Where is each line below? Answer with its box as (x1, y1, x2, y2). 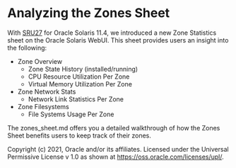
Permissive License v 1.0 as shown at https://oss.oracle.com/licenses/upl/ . (7, 152, 224, 161)
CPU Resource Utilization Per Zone (28, 72, 130, 81)
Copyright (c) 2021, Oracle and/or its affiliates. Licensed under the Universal (7, 145, 229, 153)
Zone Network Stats (17, 87, 76, 96)
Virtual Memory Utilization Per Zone (28, 79, 133, 88)
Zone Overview (17, 57, 62, 65)
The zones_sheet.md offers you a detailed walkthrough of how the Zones (7, 123, 220, 132)
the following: (7, 43, 47, 52)
